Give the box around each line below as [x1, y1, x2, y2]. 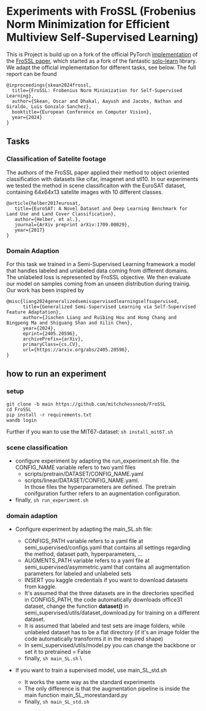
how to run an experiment [6, 369, 107, 379]
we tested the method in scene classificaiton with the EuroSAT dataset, [6, 182, 186, 189]
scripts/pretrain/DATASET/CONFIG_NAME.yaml [24, 470, 144, 477]
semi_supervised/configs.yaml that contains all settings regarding [24, 544, 191, 552]
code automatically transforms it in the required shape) [24, 635, 164, 642]
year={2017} [14, 227, 45, 233]
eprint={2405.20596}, [22, 330, 78, 337]
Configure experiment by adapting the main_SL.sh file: [15, 526, 153, 533]
